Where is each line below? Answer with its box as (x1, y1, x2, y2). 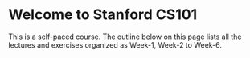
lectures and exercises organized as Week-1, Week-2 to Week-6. (8, 40, 223, 49)
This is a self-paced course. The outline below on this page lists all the (8, 32, 242, 41)
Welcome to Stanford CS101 (8, 6, 198, 24)
